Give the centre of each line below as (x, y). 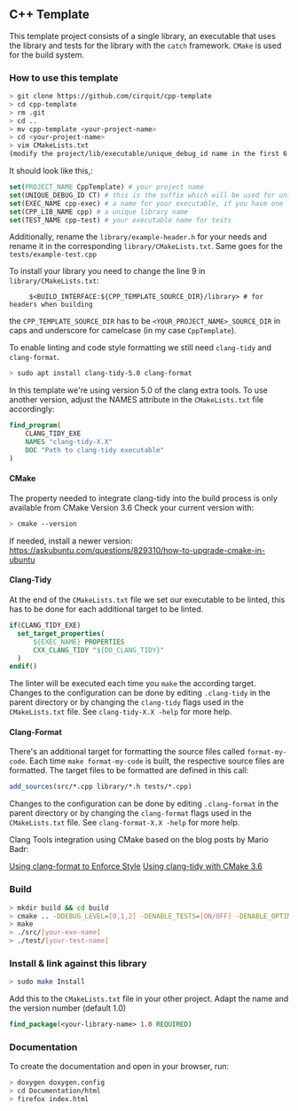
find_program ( (35, 426)
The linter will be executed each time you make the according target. (133, 684)
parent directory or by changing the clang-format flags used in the (130, 813)
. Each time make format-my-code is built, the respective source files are (155, 761)
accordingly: (32, 409)
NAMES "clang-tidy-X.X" (69, 442)
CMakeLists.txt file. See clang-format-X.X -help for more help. (125, 823)
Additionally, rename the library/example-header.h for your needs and (138, 237)
